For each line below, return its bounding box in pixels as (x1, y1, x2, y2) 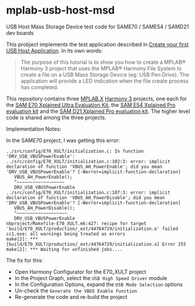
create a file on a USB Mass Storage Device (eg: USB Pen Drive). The (20, 71, 189, 78)
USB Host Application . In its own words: (6, 47, 103, 54)
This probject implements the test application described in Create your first (6, 41, 189, 48)
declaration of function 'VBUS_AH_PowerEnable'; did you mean (6, 164, 162, 170)
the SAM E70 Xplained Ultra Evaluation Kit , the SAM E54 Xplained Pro (6, 101, 176, 108)
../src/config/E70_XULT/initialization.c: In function (6, 148, 144, 154)
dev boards (6, 29, 34, 36)
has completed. (20, 83, 59, 90)
